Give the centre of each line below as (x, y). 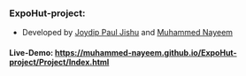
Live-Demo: (31, 52)
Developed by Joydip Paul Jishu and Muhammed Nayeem (127, 33)
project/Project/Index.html (59, 62)
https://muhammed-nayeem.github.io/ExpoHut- (146, 52)
